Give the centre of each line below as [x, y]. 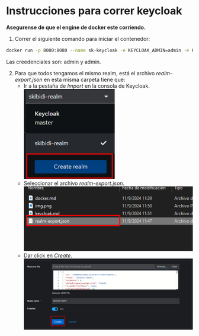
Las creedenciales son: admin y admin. [54, 62]
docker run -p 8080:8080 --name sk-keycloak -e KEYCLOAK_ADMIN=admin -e [98, 50]
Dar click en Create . [48, 255]
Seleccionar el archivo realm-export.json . [74, 183]
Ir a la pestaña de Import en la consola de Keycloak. [86, 86]
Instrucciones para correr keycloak [94, 11]
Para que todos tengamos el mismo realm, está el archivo [85, 73]
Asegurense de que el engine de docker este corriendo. [76, 27]
